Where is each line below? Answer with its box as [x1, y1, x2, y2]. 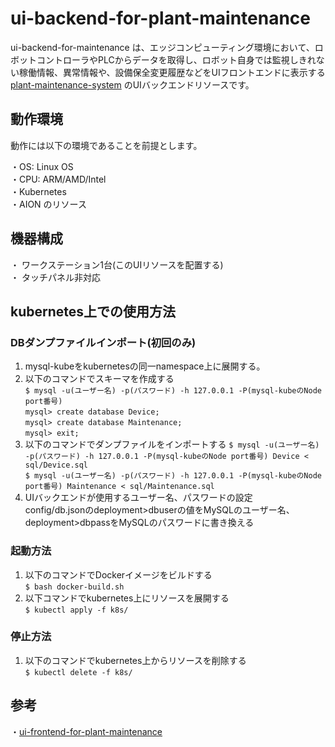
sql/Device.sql [24, 460, 89, 471]
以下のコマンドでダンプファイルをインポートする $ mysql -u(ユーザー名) [24, 438, 320, 451]
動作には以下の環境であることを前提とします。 [10, 139, 203, 151]
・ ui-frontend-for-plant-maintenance [10, 725, 163, 737]
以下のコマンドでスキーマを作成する [24, 373, 175, 385]
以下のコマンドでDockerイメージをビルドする [24, 568, 213, 581]
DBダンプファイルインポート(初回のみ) [10, 335, 197, 349]
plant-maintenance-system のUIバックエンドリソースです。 [10, 78, 255, 91]
